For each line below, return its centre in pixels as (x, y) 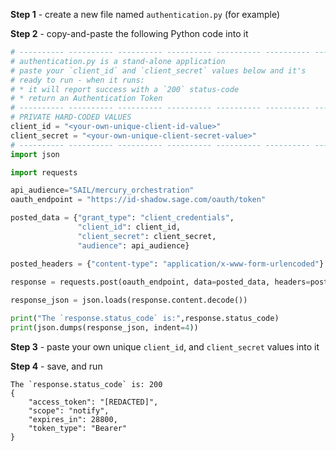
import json (35, 154)
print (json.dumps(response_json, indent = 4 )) (104, 328)
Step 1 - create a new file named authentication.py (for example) (145, 14)
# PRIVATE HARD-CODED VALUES (71, 117)
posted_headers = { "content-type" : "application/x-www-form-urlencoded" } (167, 264)
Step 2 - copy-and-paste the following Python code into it (129, 33)
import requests (44, 172)
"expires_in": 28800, (73, 419)
